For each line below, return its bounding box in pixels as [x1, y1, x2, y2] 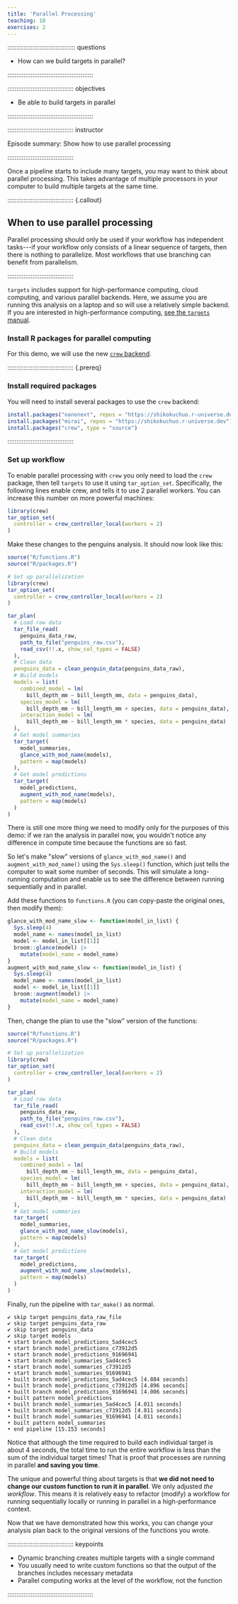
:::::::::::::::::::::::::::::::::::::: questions [7, 43, 106, 52]
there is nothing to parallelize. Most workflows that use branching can [7, 250, 211, 259]
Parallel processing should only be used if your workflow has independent [7, 235, 224, 244]
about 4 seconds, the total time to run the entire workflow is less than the [7, 1446, 221, 1454]
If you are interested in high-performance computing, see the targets [7, 308, 210, 317]
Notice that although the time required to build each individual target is [7, 1438, 214, 1446]
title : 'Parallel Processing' [7, 10, 97, 18]
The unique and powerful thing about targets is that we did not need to [7, 1474, 215, 1482]
